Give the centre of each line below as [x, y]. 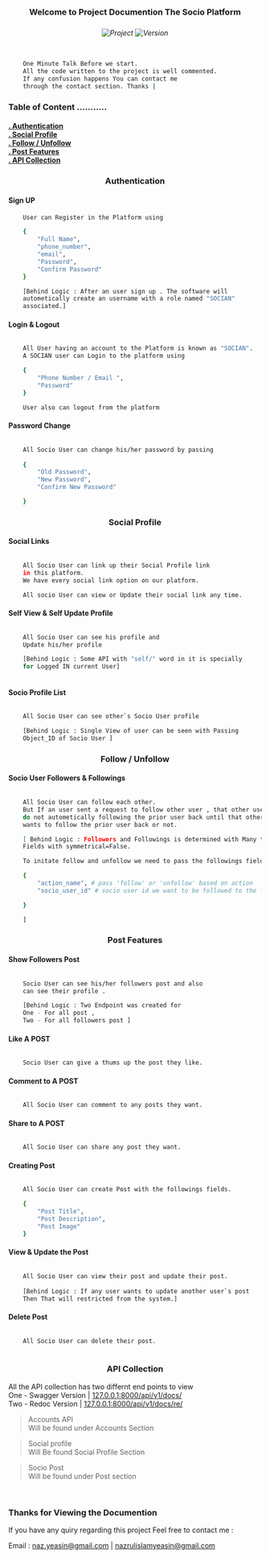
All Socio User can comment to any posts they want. [113, 1105]
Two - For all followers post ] [77, 1021]
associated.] [45, 306]
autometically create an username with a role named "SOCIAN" [129, 299]
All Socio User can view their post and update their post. [125, 1276]
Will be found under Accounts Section [91, 1428]
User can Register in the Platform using [93, 217]
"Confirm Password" [70, 269]
